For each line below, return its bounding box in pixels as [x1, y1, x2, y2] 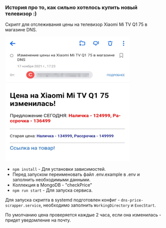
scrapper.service [5, 203, 41, 208]
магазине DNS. [5, 27, 37, 33]
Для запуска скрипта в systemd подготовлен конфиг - [5, 197, 120, 203]
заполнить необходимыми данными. [12, 177, 91, 183]
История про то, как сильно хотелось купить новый [5, 4, 138, 11]
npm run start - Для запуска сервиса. [12, 187, 93, 193]
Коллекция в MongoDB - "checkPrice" [12, 182, 92, 188]
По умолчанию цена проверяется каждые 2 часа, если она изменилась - [5, 212, 162, 218]
